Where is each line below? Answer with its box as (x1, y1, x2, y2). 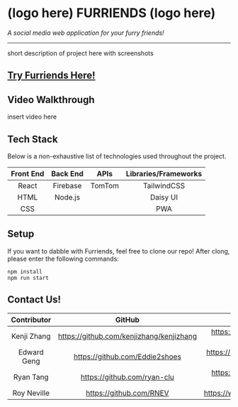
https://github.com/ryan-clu (80, 371, 175, 381)
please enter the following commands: (7, 254, 119, 263)
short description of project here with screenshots (7, 48, 154, 58)
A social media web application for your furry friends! (7, 28, 164, 37)
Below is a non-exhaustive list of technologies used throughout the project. (7, 151, 227, 161)
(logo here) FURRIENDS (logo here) (7, 5, 216, 21)
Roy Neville (12, 388, 50, 398)
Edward (18, 347, 44, 357)
